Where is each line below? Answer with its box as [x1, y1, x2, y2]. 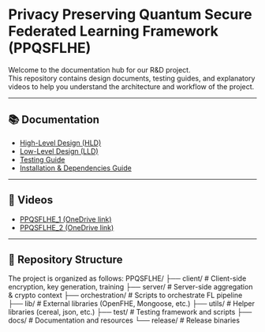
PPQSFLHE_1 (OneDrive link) [19, 214, 112, 224]
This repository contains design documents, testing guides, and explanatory [8, 73, 256, 83]
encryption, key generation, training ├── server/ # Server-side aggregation [8, 282, 253, 292]
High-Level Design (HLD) [19, 138, 102, 147]
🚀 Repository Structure [8, 252, 123, 266]
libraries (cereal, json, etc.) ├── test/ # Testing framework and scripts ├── [8, 308, 252, 317]
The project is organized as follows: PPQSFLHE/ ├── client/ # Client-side [8, 274, 247, 283]
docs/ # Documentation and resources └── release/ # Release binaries [8, 315, 241, 325]
